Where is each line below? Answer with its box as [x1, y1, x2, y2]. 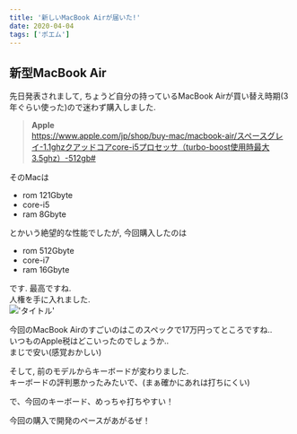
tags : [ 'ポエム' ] [9, 30, 70, 39]
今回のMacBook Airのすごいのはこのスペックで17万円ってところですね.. [9, 325, 273, 335]
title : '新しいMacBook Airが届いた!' [9, 13, 141, 22]
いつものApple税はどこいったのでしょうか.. [9, 335, 170, 346]
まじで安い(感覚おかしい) [9, 347, 102, 358]
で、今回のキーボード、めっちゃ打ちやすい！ [9, 396, 174, 407]
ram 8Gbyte [22, 209, 67, 220]
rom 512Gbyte [22, 246, 74, 256]
